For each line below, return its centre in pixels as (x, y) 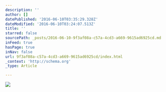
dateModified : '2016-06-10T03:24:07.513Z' (50, 24)
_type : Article (21, 66)
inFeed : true (19, 43)
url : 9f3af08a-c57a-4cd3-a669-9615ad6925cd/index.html (64, 57)
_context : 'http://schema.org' (38, 61)
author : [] (17, 15)
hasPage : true (20, 47)
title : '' (16, 29)
